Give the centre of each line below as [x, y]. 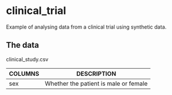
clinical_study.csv [27, 59]
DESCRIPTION [96, 73]
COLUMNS [24, 73]
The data [22, 45]
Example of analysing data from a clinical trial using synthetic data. [86, 27]
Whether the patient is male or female [96, 83]
